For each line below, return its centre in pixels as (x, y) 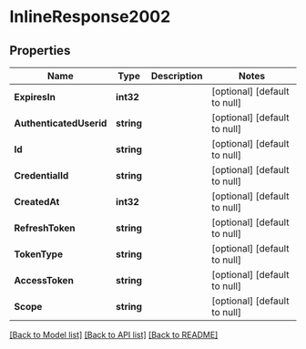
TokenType (39, 254)
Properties (40, 51)
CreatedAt (37, 202)
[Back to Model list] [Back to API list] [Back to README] (114, 335)
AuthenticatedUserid (61, 123)
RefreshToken (45, 228)
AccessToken (44, 280)
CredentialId (41, 175)
